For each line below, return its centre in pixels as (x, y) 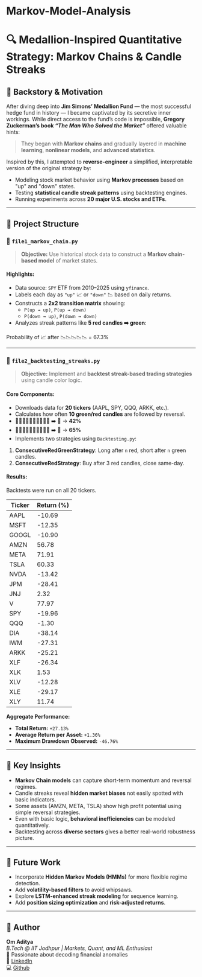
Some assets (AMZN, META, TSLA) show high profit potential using (98, 806)
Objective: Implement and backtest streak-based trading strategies (106, 374)
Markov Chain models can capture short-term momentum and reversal (103, 780)
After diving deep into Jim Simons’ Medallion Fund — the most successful (99, 106)
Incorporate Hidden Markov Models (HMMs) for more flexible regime (101, 877)
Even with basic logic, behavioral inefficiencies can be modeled (95, 818)
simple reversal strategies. (47, 812)
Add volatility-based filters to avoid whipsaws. (74, 890)
